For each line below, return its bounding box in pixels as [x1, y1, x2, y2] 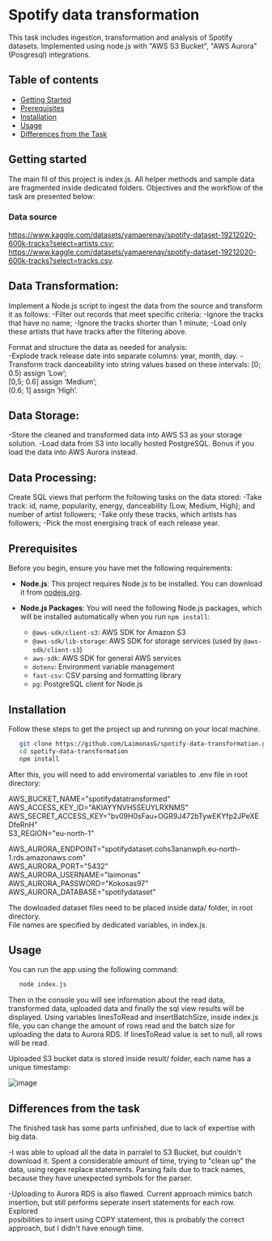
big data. [8, 1132, 38, 1141]
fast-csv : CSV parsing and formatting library [32, 671, 182, 680]
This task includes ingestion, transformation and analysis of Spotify [8, 32, 233, 42]
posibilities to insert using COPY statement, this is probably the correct [8, 1215, 245, 1225]
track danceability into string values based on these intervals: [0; [44, 359, 261, 369]
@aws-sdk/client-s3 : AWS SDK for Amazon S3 [32, 628, 186, 638]
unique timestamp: [8, 1063, 71, 1073]
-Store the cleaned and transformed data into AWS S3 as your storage [8, 430, 243, 440]
